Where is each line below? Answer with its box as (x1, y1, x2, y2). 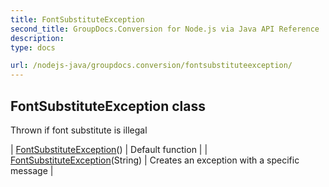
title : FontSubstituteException (10, 14, 145, 25)
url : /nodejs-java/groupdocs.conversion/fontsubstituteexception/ (10, 61, 293, 71)
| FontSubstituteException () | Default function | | (10, 143, 208, 155)
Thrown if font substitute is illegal (10, 124, 148, 136)
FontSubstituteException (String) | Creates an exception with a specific (10, 154, 300, 166)
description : (10, 33, 65, 43)
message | (10, 164, 54, 176)
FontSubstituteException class (10, 97, 207, 115)
